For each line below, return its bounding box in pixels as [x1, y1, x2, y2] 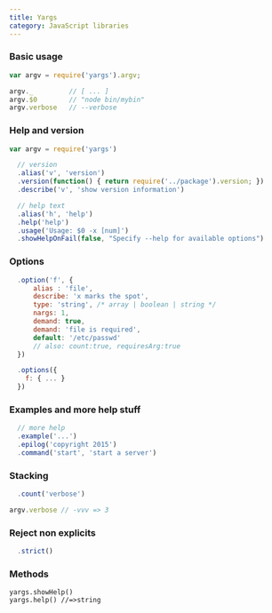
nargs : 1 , [32, 308, 69, 318]
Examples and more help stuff [9, 403, 141, 416]
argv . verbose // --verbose [9, 103, 117, 112]
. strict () [17, 547, 53, 556]
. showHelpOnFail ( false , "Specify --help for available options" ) [17, 235, 265, 243]
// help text [17, 201, 66, 210]
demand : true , [32, 317, 86, 326]
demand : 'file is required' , [32, 325, 141, 334]
